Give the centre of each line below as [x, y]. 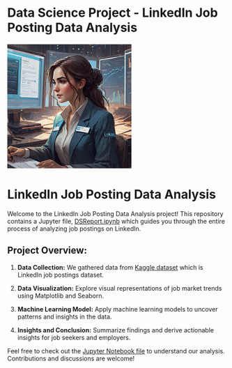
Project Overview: [47, 251]
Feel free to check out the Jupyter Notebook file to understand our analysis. [116, 351]
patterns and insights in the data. [64, 316]
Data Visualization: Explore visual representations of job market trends [119, 288]
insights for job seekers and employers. [74, 337]
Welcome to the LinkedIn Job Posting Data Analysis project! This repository [116, 213]
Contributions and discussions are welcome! [71, 358]
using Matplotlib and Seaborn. [61, 296]
